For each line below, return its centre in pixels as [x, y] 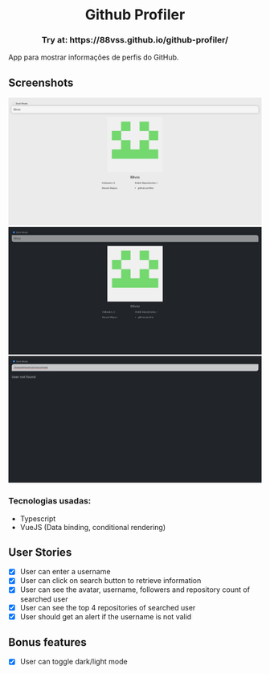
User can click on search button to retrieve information [110, 581]
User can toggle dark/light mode [74, 662]
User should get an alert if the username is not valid [106, 616]
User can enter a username [65, 572]
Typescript [38, 518]
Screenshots [41, 82]
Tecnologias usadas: [50, 501]
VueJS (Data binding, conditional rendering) [93, 527]
